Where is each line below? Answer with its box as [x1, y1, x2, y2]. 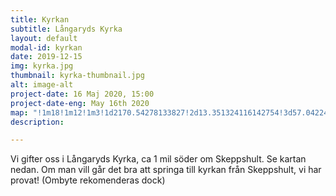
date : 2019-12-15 [10, 52, 83, 62]
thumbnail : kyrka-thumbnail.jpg [10, 71, 145, 81]
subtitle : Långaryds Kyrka [10, 24, 123, 34]
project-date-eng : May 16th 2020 [10, 98, 150, 108]
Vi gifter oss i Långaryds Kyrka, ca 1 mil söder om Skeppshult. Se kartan [10, 153, 307, 165]
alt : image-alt [10, 80, 74, 90]
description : [10, 117, 65, 127]
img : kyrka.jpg [10, 61, 74, 71]
